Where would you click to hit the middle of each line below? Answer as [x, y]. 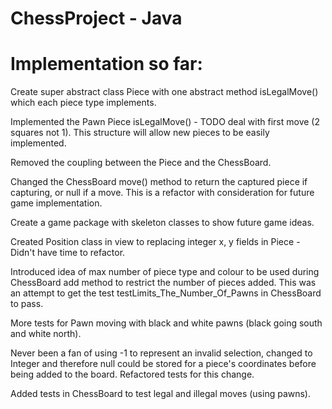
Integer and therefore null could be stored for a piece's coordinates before [163, 364]
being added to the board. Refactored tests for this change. [132, 374]
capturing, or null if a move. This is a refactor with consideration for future [162, 193]
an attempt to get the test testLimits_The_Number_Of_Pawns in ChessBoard [166, 293]
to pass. [27, 304]
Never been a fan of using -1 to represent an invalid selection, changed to [161, 353]
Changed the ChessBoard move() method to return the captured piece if [159, 182]
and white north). [46, 334]
